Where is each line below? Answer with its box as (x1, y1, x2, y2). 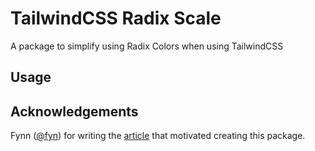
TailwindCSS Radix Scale (10, 7, 222, 30)
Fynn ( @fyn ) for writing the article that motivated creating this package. (10, 130, 306, 142)
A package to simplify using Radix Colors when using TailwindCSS (10, 40, 284, 52)
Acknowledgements (10, 103, 139, 120)
